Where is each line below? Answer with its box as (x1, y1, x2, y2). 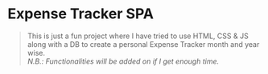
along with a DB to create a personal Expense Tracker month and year (27, 39, 260, 49)
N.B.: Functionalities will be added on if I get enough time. (27, 56, 220, 66)
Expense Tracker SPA (7, 5, 155, 23)
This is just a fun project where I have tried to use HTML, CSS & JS (27, 31, 249, 41)
